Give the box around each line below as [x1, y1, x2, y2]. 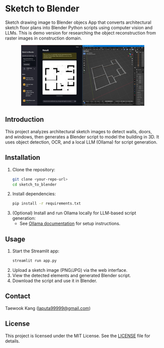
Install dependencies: [12, 191, 56, 197]
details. [5, 338, 20, 344]
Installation [5, 153, 40, 162]
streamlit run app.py [12, 258, 57, 263]
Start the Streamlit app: [12, 248, 60, 254]
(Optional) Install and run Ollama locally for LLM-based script [12, 210, 136, 216]
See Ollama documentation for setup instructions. [19, 221, 121, 227]
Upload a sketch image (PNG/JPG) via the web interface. [12, 267, 128, 273]
